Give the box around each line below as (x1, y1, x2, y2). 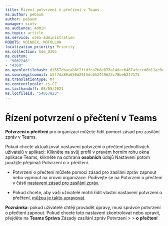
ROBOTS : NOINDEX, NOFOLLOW (5, 40, 61, 45)
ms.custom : (5, 53, 28, 59)
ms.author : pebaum (5, 12, 43, 17)
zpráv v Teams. (5, 134, 37, 140)
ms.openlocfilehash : (5, 68, 48, 73)
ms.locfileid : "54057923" (5, 91, 59, 96)
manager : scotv (5, 21, 37, 26)
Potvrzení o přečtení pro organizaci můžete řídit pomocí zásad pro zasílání (5, 129, 160, 135)
